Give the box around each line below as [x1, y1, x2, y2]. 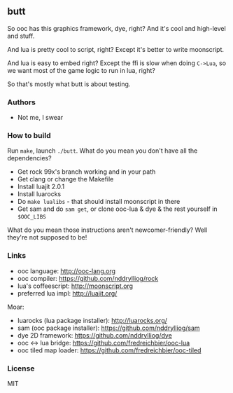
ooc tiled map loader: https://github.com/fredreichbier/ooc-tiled [17, 346, 202, 354]
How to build [7, 131, 51, 141]
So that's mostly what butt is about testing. [7, 80, 131, 88]
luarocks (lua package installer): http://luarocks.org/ [17, 316, 168, 324]
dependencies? [7, 154, 52, 163]
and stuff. [7, 32, 35, 40]
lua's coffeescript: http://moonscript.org [17, 282, 134, 290]
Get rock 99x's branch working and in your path [17, 167, 156, 176]
